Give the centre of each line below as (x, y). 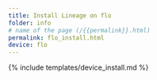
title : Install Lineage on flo (60, 15)
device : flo (28, 45)
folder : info (30, 23)
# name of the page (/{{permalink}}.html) (79, 30)
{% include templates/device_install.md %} (78, 67)
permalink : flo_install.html (56, 38)
